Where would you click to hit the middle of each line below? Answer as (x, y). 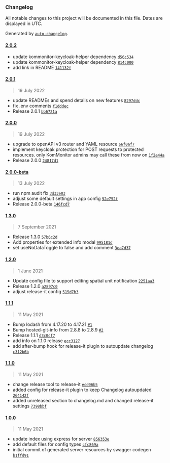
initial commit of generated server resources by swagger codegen (82, 450)
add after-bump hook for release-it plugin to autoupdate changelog (83, 346)
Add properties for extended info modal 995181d (62, 242)
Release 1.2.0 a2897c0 (35, 286)
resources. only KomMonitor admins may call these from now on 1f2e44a (89, 155)
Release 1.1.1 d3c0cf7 (34, 335)
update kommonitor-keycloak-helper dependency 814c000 (73, 62)
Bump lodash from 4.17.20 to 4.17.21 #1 (52, 324)
